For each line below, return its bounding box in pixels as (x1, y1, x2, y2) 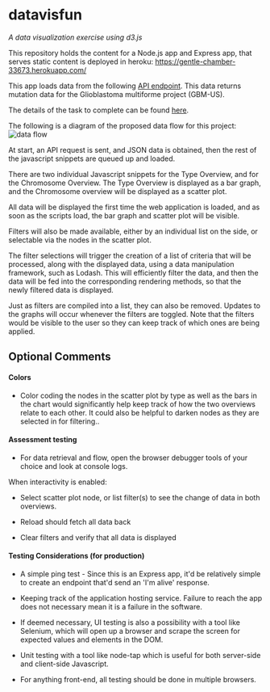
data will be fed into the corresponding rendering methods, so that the (8, 276, 242, 286)
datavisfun (8, 6, 83, 24)
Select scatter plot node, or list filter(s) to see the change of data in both (19, 492, 260, 502)
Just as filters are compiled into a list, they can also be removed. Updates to (8, 301, 260, 310)
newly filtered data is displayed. (8, 285, 114, 294)
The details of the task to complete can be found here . (8, 105, 189, 115)
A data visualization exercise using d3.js (8, 32, 143, 42)
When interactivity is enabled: (8, 477, 107, 487)
